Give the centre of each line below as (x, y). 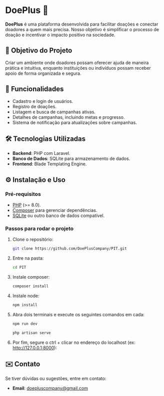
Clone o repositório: (33, 240)
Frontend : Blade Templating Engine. (49, 164)
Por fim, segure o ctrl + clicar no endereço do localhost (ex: (74, 342)
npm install (25, 305)
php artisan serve (31, 333)
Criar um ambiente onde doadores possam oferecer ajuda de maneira (77, 63)
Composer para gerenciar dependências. (55, 211)
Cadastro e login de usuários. (43, 101)
